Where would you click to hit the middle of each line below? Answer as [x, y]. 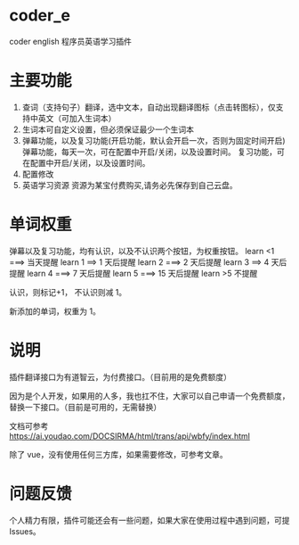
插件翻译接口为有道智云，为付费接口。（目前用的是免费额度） [120, 376]
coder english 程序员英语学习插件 [70, 41]
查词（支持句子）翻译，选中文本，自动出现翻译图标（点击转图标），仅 [149, 107]
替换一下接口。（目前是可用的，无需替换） [85, 407]
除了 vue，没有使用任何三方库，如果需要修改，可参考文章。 [119, 454]
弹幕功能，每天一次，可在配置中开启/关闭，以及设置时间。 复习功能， [149, 152]
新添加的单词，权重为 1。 [55, 311]
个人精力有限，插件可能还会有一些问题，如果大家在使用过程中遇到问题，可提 [149, 520]
